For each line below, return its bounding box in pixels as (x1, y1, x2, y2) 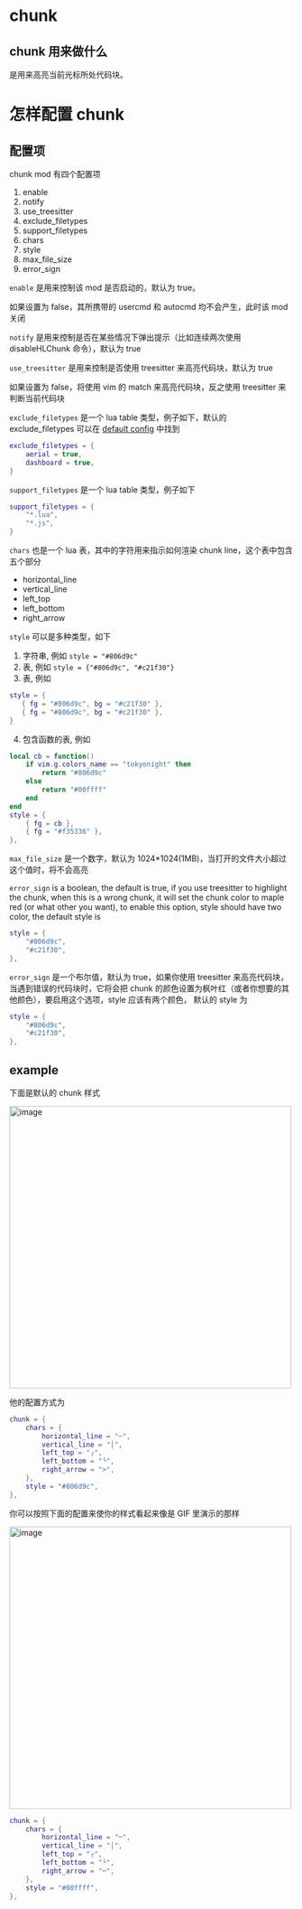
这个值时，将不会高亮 (9, 865, 88, 875)
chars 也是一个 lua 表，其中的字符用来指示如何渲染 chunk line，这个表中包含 (9, 545, 293, 556)
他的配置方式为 (9, 1397, 65, 1408)
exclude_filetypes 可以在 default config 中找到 (9, 424, 180, 434)
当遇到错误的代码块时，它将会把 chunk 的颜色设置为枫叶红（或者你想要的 (9, 982, 282, 994)
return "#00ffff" (41, 785, 106, 794)
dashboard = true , (25, 458, 95, 467)
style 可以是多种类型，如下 (9, 632, 111, 641)
